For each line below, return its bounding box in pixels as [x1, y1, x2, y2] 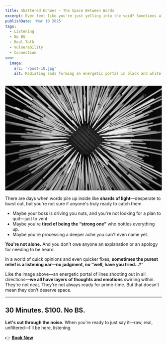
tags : [5, 24, 16, 29]
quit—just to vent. [12, 215, 49, 221]
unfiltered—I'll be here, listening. [5, 325, 72, 331]
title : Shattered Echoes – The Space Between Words [5, 8, 114, 13]
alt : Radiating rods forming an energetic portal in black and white [14, 71, 162, 76]
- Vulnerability [9, 45, 43, 50]
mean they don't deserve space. [5, 287, 72, 293]
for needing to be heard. [5, 246, 55, 252]
